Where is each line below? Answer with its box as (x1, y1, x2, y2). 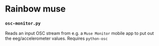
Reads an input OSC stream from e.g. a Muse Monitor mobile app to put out (5, 31, 154, 36)
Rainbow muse (5, 3, 66, 15)
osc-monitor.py (5, 21, 41, 26)
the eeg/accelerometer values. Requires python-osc (5, 35, 108, 42)
